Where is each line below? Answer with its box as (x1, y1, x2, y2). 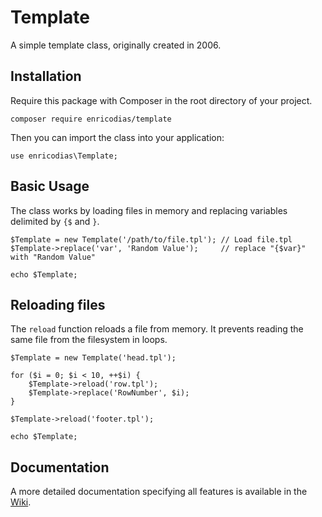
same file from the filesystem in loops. (10, 334, 168, 346)
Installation (10, 68, 82, 85)
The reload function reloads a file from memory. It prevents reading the (10, 323, 304, 335)
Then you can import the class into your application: (10, 131, 225, 143)
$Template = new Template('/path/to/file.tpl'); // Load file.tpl (10, 234, 293, 245)
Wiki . (10, 496, 32, 508)
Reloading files (10, 296, 106, 313)
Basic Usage (10, 178, 90, 195)
